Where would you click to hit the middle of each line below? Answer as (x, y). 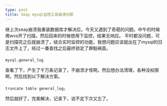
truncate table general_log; (36, 89)
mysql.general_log (24, 60)
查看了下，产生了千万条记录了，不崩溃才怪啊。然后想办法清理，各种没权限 (82, 70)
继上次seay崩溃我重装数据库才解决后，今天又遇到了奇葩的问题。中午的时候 (83, 29)
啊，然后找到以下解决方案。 (34, 76)
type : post (17, 10)
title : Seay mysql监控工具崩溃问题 (39, 14)
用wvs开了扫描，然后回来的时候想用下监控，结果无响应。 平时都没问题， (80, 35)
